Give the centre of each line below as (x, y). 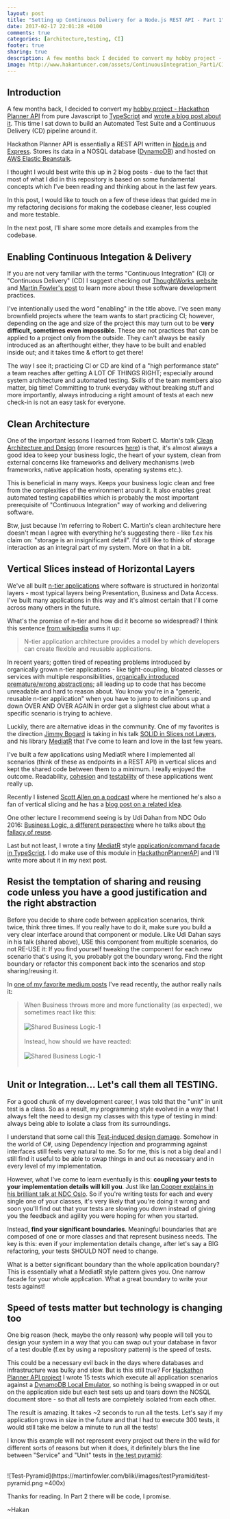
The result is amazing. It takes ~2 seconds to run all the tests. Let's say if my (115, 1412)
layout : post (26, 13)
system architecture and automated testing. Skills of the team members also (114, 380)
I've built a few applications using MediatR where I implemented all (101, 754)
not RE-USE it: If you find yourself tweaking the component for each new (110, 949)
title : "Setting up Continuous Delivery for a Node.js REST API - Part (111, 20)
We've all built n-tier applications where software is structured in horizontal (113, 586)
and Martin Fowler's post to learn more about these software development (112, 288)
